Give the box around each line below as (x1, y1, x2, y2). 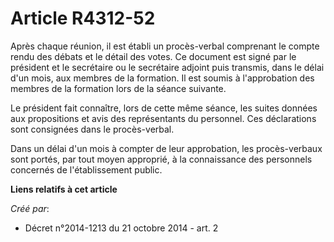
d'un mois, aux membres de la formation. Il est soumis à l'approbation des (10, 72, 315, 84)
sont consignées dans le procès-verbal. (10, 123, 175, 135)
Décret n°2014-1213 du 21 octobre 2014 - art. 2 (24, 222, 219, 234)
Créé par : (10, 202, 50, 214)
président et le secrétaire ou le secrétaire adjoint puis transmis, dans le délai (10, 61, 325, 73)
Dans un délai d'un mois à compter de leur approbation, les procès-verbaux (10, 142, 323, 154)
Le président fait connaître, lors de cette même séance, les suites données (10, 102, 318, 114)
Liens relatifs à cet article (10, 183, 118, 195)
